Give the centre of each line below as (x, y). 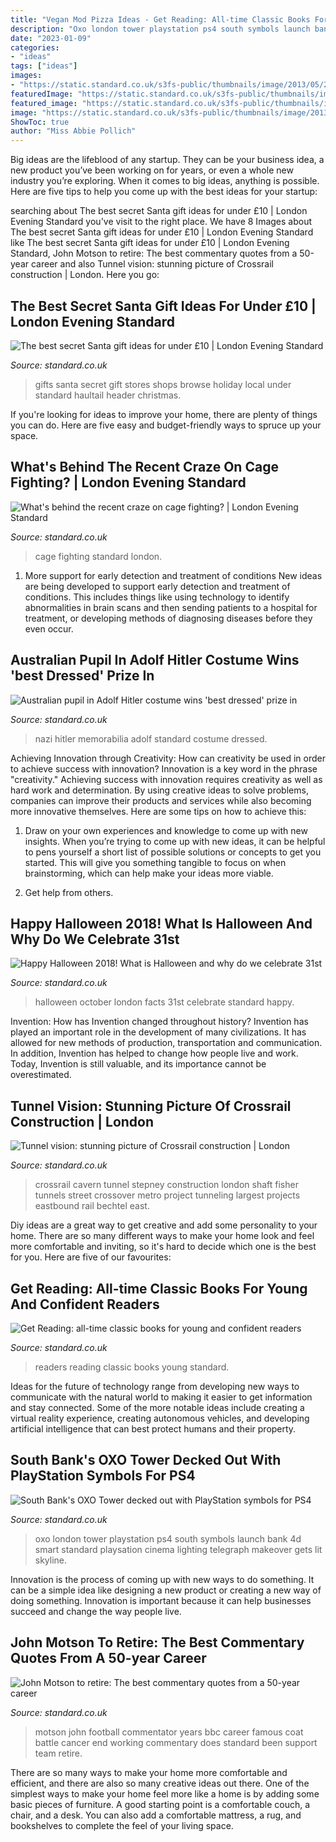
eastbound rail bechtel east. (92, 1206)
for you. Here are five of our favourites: (91, 1257)
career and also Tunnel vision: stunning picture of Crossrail (152, 264)
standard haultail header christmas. (108, 395)
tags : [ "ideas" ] (44, 66)
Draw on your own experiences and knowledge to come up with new (166, 830)
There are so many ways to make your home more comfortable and (149, 1772)
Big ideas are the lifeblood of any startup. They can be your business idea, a (167, 160)
